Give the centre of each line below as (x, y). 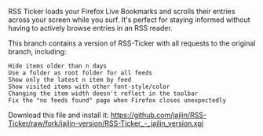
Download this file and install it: (58, 115)
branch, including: (37, 51)
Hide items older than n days (58, 66)
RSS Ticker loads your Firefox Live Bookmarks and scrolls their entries (122, 11)
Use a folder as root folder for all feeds (80, 73)
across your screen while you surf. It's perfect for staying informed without (129, 20)
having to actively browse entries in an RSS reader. (90, 28)
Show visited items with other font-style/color (89, 86)
